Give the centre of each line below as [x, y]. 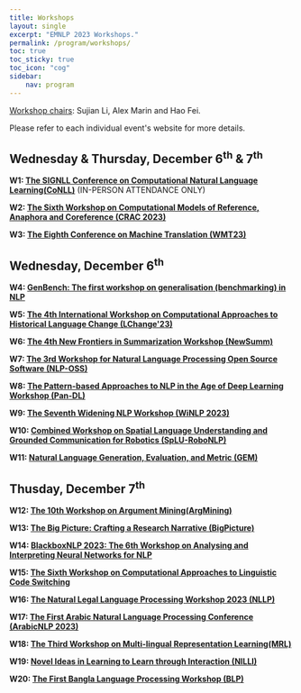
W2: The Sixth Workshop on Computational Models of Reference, [134, 207]
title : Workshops [42, 18]
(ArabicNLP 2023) [44, 626]
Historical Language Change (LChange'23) [91, 324]
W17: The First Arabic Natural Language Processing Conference [132, 617]
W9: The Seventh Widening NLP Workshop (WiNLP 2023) [119, 413]
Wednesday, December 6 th [87, 264]
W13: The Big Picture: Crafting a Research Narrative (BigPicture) [132, 528]
